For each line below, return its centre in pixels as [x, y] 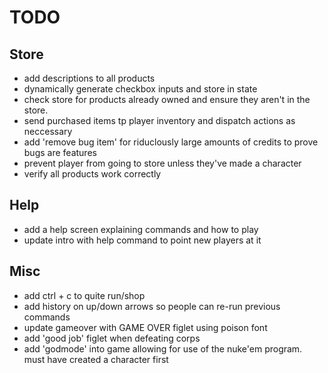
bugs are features [60, 152]
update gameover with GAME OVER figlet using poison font [145, 327]
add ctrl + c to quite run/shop [84, 295]
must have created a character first [96, 359]
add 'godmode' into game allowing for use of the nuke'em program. [163, 348]
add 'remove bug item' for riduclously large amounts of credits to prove [171, 142]
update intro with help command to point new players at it [142, 240]
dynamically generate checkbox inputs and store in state [140, 89]
